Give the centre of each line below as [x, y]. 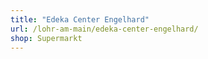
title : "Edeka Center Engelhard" [80, 19]
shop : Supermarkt [46, 38]
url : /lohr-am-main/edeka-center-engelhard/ [104, 29]
